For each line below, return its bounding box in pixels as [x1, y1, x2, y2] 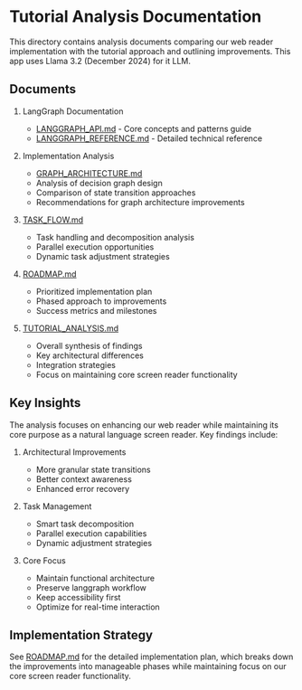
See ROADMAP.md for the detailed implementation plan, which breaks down [9, 651, 294, 662]
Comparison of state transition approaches [35, 187, 196, 198]
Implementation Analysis [22, 150, 115, 161]
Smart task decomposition [35, 518, 135, 529]
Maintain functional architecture [35, 572, 156, 583]
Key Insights [9, 395, 81, 411]
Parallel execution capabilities [35, 527, 147, 539]
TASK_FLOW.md [22, 214, 84, 225]
